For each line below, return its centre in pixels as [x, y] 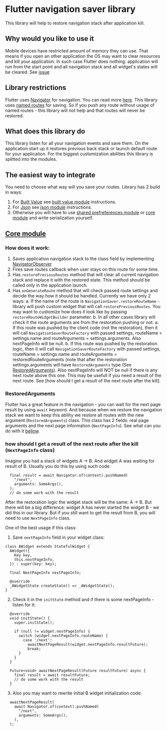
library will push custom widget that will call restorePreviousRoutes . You [86, 306]
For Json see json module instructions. [52, 207]
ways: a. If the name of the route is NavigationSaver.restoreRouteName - [86, 301]
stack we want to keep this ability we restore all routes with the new [75, 415]
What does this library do [45, 131]
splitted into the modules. [31, 159]
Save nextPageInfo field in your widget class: [58, 537]
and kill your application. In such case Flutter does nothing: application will [82, 61]
